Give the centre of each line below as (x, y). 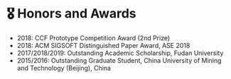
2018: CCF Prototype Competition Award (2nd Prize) (93, 38)
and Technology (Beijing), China (64, 68)
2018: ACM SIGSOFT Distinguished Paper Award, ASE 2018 (103, 45)
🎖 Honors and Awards (71, 14)
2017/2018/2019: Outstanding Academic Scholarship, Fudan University (120, 53)
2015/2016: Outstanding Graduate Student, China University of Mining (119, 60)
